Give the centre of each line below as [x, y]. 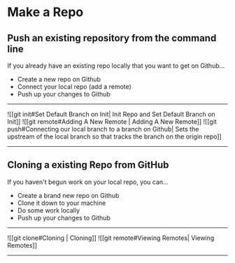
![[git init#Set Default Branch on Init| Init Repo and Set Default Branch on [111, 114]
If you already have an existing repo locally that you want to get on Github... [116, 66]
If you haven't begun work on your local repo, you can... [88, 182]
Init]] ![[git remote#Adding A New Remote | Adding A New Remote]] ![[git [112, 122]
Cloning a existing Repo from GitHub [88, 165]
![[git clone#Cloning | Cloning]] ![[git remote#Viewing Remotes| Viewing [111, 238]
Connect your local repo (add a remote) [74, 87]
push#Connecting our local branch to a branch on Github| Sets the [103, 129]
